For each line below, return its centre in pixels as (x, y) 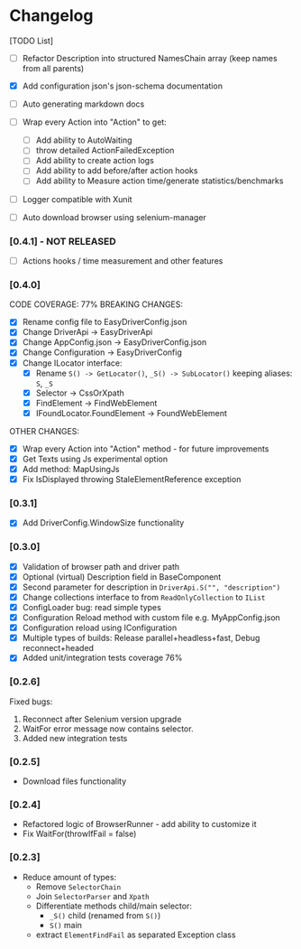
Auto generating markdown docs (83, 104)
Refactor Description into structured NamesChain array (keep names (150, 58)
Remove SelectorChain (78, 887)
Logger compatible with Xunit (77, 199)
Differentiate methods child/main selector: (114, 906)
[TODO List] (32, 41)
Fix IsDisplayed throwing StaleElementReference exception (132, 479)
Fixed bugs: (31, 702)
